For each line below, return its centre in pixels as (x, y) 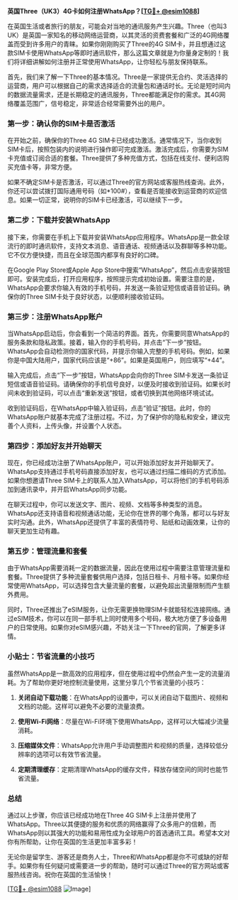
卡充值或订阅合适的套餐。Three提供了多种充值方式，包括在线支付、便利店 (115, 158)
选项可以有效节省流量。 (70, 754)
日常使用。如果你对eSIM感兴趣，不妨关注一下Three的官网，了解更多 (119, 627)
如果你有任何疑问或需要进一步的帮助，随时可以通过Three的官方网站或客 (124, 866)
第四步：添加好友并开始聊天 (55, 445)
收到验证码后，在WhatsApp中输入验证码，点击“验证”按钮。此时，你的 (109, 408)
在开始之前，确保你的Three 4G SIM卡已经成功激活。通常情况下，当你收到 (114, 141)
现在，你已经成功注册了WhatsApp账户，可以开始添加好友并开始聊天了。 (113, 463)
